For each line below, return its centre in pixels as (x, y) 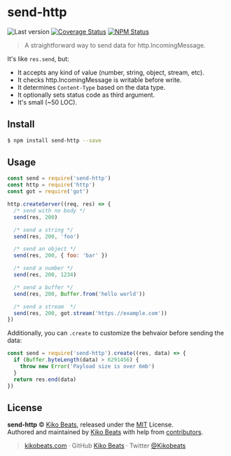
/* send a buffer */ (43, 287)
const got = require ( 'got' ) (48, 192)
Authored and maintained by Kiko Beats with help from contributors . (105, 432)
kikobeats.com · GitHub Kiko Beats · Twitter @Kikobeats (105, 445)
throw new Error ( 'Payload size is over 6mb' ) (87, 367)
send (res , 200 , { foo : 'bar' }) (61, 256)
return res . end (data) (45, 380)
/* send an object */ (45, 249)
